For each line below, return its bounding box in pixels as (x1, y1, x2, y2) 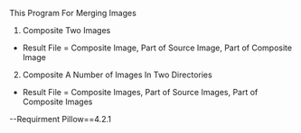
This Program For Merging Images (9, 8, 137, 18)
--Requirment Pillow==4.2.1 (9, 114, 111, 124)
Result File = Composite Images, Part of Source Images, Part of (22, 87, 259, 97)
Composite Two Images (22, 25, 111, 35)
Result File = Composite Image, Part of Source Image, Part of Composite (22, 42, 292, 53)
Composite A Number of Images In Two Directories (22, 69, 212, 80)
